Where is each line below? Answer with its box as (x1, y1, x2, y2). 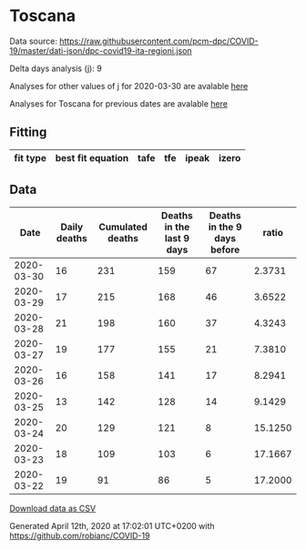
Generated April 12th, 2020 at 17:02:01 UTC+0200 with (9, 520, 216, 531)
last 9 (164, 231, 189, 244)
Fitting (9, 125, 47, 140)
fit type (14, 151, 47, 164)
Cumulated (98, 220, 148, 233)
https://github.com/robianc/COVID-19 (9, 530, 150, 541)
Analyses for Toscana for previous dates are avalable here (9, 97, 228, 109)
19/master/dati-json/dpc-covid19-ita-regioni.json (9, 45, 193, 56)
